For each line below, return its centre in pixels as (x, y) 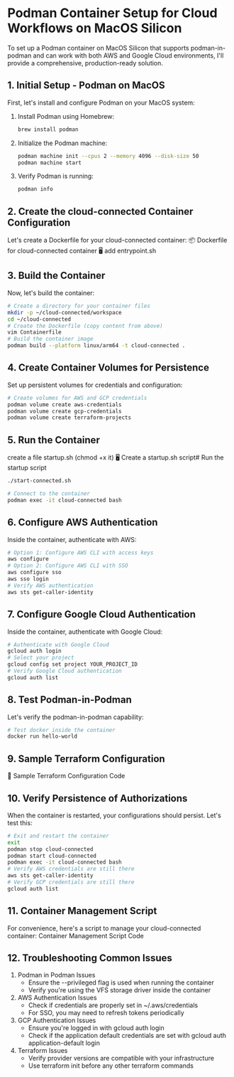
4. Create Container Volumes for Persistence (108, 368)
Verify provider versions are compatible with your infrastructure (121, 1059)
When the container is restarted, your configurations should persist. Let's (114, 815)
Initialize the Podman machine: (62, 143)
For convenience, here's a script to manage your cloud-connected (104, 928)
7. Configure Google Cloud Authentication (102, 614)
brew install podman (48, 129)
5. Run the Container (54, 440)
